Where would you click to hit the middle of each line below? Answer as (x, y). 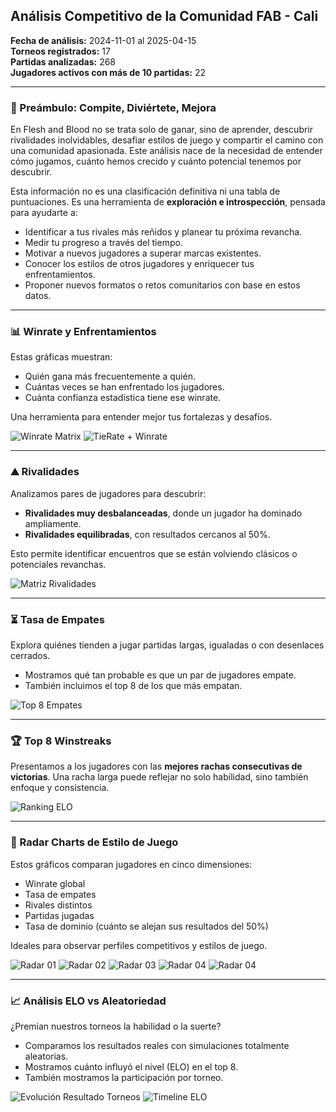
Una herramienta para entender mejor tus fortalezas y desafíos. (141, 417)
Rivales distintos (58, 905)
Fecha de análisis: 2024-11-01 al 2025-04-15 (103, 40)
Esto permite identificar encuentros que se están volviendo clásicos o (154, 553)
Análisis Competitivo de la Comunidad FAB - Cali (164, 16)
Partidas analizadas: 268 (63, 61)
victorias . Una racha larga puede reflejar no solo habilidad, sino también (159, 777)
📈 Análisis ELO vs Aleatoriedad (88, 1001)
